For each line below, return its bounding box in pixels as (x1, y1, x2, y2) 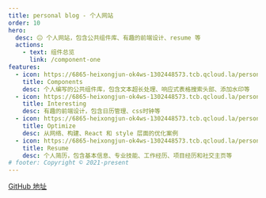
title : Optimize (22, 122, 77, 130)
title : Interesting (22, 100, 87, 108)
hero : (8, 26, 26, 34)
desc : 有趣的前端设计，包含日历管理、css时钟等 (22, 108, 161, 116)
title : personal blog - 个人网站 (8, 11, 114, 20)
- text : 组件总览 (22, 48, 75, 56)
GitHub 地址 (8, 181, 47, 191)
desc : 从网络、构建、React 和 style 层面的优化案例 (22, 129, 179, 137)
